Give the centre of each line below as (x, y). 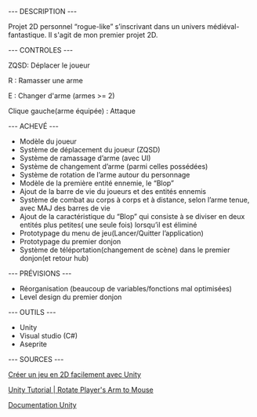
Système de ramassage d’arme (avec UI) (85, 158)
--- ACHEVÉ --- (33, 126)
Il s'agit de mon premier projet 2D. (103, 35)
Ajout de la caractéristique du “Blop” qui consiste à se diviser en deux (132, 216)
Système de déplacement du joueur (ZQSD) (90, 150)
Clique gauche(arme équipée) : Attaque (72, 111)
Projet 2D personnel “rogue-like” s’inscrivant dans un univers (107, 26)
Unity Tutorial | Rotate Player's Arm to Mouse (81, 390)
